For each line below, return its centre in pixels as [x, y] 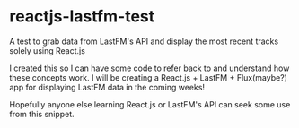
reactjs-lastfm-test [82, 17]
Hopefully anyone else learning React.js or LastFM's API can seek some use [150, 104]
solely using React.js [47, 50]
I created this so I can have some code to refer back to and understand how [149, 68]
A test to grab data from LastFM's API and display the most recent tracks [144, 41]
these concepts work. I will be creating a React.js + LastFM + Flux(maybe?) [148, 77]
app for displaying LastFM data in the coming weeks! [107, 87]
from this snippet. [42, 114]
